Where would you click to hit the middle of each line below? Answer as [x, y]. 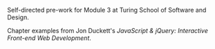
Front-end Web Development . [49, 38]
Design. [18, 17]
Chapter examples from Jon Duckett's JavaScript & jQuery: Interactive [108, 31]
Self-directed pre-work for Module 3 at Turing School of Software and [107, 10]
